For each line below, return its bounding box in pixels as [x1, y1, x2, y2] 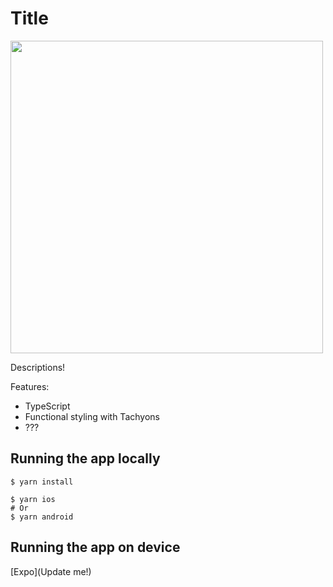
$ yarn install [10, 477, 74, 487]
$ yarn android [10, 512, 74, 522]
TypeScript [24, 400, 71, 412]
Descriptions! [10, 361, 66, 373]
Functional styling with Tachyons [24, 410, 160, 422]
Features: [10, 380, 50, 392]
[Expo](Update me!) [10, 565, 92, 577]
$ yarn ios [10, 494, 56, 504]
